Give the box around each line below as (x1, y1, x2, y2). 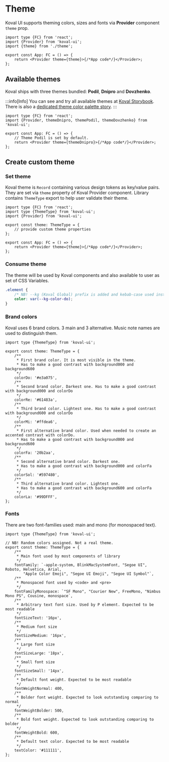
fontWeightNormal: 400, (14, 686, 64, 691)
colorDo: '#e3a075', (14, 375, 57, 380)
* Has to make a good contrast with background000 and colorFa (16, 463, 152, 468)
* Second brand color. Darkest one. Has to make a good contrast (16, 384, 156, 389)
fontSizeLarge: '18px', (14, 651, 64, 656)
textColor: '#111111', (14, 747, 62, 753)
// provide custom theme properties (14, 227, 92, 232)
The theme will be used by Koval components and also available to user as (5, 272, 160, 278)
